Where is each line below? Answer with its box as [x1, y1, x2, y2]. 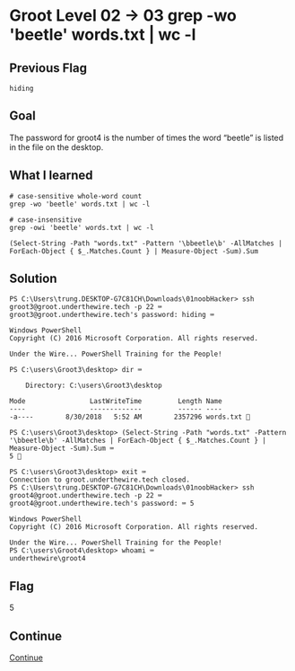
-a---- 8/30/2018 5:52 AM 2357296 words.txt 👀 [9, 412, 251, 422]
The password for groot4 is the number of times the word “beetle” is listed [9, 132, 284, 143]
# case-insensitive [9, 215, 82, 225]
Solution [9, 271, 57, 287]
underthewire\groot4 [9, 554, 87, 563]
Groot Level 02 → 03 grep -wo [9, 5, 238, 26]
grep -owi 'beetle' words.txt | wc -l [9, 223, 154, 232]
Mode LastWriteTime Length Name [9, 397, 222, 406]
